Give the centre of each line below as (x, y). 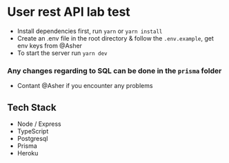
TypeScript (33, 131)
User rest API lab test (69, 12)
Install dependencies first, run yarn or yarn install (90, 31)
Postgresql (32, 139)
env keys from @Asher (50, 45)
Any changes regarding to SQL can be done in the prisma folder (114, 71)
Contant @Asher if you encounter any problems (85, 86)
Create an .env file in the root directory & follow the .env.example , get (115, 38)
